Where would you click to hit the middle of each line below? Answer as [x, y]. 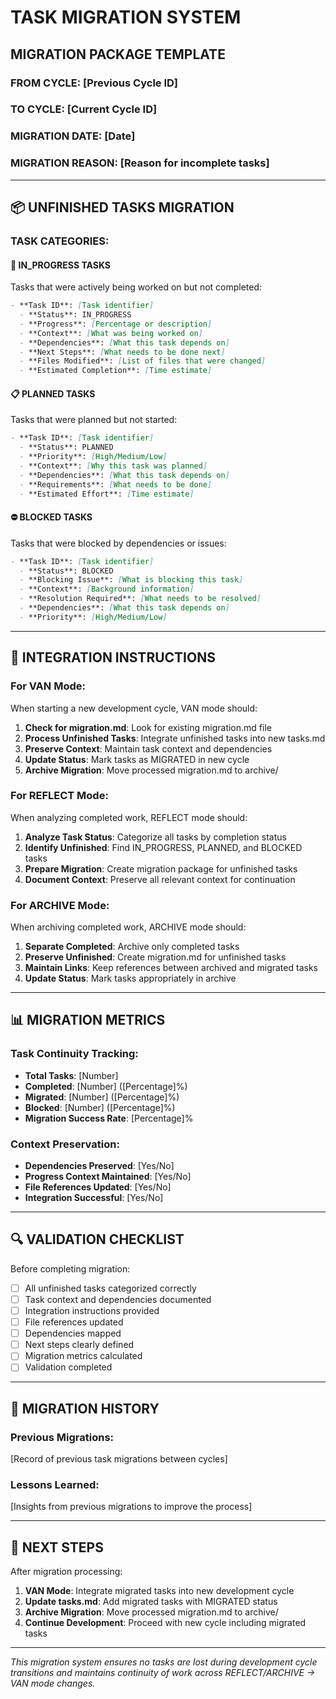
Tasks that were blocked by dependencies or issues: [118, 543]
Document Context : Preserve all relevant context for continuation [160, 879]
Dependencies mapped [73, 1333]
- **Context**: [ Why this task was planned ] [113, 466]
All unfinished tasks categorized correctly [110, 1288]
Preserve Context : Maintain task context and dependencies [148, 748]
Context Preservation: [65, 1144]
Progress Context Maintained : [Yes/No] [108, 1177]
